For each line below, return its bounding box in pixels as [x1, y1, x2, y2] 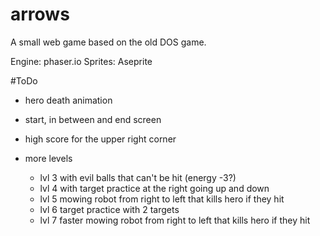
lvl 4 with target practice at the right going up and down [39, 182, 270, 194]
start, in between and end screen [24, 113, 162, 125]
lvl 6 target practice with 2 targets [39, 203, 180, 215]
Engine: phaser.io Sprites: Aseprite [10, 55, 153, 67]
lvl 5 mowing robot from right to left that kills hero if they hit [39, 193, 285, 205]
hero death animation [24, 94, 113, 106]
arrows [10, 3, 70, 26]
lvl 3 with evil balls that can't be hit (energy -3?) [39, 171, 237, 183]
